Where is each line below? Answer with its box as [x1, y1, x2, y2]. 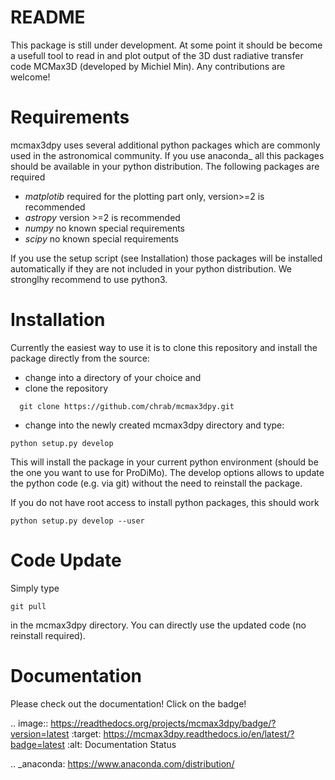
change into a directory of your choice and [24, 371, 202, 383]
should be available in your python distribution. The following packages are [10, 160, 320, 172]
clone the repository [24, 382, 109, 394]
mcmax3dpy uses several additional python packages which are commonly [10, 139, 321, 151]
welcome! [10, 71, 51, 83]
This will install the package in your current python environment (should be [10, 456, 319, 468]
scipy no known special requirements [24, 232, 179, 245]
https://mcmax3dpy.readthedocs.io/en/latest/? [103, 727, 295, 740]
